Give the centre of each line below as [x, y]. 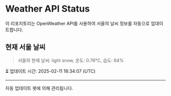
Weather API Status [48, 9]
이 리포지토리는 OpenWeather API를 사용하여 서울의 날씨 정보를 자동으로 [78, 23]
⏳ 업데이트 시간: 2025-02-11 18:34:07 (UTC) [50, 71]
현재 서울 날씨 [25, 47]
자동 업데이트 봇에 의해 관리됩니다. [39, 88]
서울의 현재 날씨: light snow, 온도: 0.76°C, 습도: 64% [71, 60]
